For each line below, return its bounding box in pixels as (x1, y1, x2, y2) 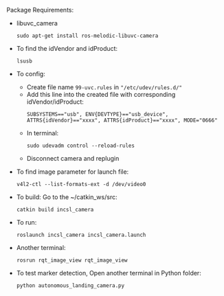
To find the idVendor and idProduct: (16, 45, 118, 52)
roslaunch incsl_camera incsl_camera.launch (16, 231, 146, 238)
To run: (16, 218, 37, 226)
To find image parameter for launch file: (16, 168, 129, 176)
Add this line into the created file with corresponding (26, 91, 176, 98)
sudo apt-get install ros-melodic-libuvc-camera (16, 32, 159, 39)
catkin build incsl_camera (16, 206, 94, 213)
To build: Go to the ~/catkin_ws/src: (16, 193, 117, 201)
